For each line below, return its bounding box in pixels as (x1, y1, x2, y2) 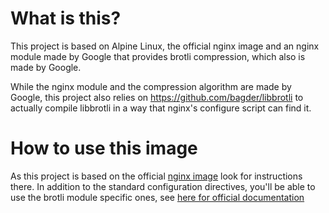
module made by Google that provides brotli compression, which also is (10, 50, 306, 62)
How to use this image (10, 137, 198, 160)
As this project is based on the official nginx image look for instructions (10, 170, 303, 182)
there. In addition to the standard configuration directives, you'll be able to (10, 180, 316, 192)
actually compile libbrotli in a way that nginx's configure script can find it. (10, 102, 312, 114)
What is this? (10, 7, 122, 30)
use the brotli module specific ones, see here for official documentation (10, 191, 305, 203)
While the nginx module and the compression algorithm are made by (10, 80, 292, 92)
